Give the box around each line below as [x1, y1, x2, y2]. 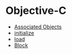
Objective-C [5, 4, 67, 17]
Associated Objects [14, 23, 62, 30]
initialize [14, 29, 35, 36]
